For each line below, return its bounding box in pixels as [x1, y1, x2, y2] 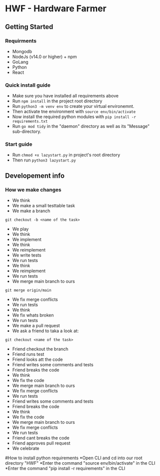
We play [12, 226, 29, 232]
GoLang [12, 59, 28, 64]
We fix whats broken [12, 312, 54, 318]
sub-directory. [12, 128, 42, 134]
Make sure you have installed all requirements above [12, 93, 119, 99]
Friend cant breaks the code [12, 435, 70, 441]
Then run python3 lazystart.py [12, 157, 76, 163]
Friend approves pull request [12, 440, 71, 446]
